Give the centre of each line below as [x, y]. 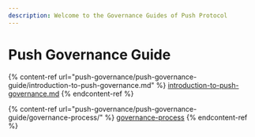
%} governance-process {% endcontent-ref [176, 117]
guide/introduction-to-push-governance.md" [81, 85]
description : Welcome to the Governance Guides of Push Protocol [118, 15]
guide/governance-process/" [56, 117]
